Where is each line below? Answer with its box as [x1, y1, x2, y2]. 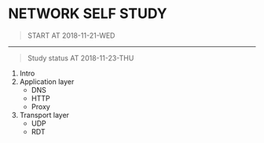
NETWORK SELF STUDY [8, 5, 167, 23]
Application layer [19, 76, 75, 86]
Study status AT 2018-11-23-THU [27, 53, 134, 63]
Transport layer [19, 110, 69, 119]
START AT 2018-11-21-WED [27, 31, 115, 40]
